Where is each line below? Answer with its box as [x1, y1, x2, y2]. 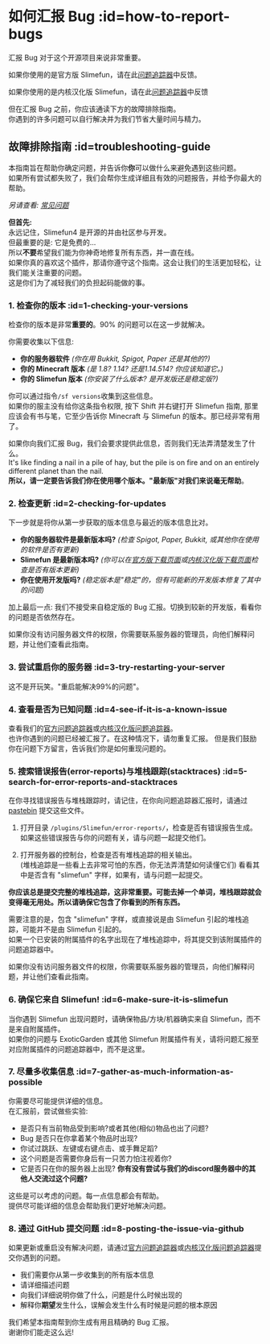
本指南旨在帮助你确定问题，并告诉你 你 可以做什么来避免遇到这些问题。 [8, 163, 241, 172]
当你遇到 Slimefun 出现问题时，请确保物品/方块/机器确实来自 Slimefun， [8, 1014, 247, 1023]
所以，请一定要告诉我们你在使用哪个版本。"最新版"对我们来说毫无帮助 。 [8, 476, 249, 486]
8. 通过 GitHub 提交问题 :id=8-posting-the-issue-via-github [8, 1222, 244, 1234]
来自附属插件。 [14, 1024, 65, 1034]
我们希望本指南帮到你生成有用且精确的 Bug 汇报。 [8, 1317, 174, 1327]
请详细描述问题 [19, 1280, 70, 1290]
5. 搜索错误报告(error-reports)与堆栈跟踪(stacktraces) [8, 765, 221, 777]
